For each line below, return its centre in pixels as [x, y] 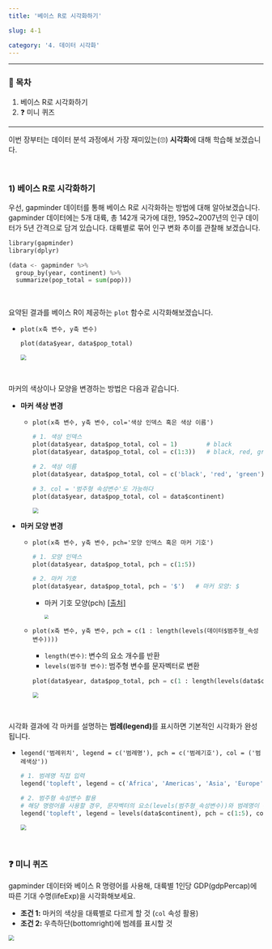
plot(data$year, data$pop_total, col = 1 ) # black [132, 444]
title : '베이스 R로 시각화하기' [55, 16]
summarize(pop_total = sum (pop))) [74, 281]
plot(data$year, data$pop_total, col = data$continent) [128, 496]
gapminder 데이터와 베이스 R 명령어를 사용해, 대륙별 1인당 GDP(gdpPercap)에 [133, 886]
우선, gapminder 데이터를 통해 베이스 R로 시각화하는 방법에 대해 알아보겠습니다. [134, 207]
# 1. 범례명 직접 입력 [52, 776]
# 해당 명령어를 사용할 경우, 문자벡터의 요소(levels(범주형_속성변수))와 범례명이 [140, 805]
